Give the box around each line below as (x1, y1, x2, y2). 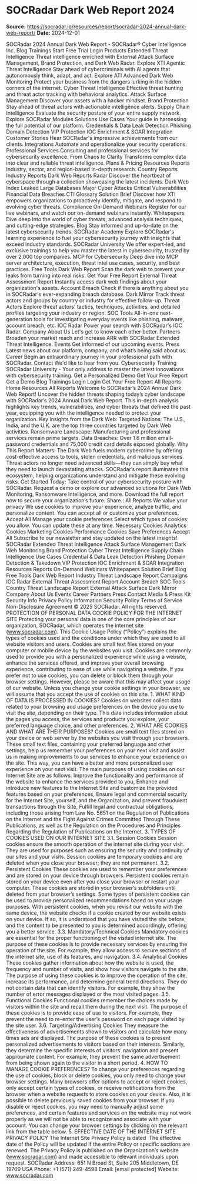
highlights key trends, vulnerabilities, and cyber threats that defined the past (6, 403, 191, 410)
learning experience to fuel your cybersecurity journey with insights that (6, 234, 181, 241)
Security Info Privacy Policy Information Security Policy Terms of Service (6, 596, 183, 603)
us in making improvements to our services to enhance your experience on (6, 753, 188, 760)
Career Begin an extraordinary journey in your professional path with (6, 353, 172, 360)
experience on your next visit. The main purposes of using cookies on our (6, 765, 185, 772)
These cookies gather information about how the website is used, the (6, 959, 174, 966)
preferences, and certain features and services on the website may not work (6, 1109, 192, 1116)
